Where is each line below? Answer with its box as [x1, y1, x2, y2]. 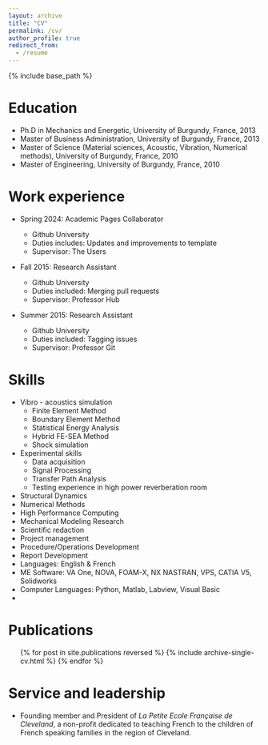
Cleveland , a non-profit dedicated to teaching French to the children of [19, 719, 254, 729]
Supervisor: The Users [31, 246, 106, 256]
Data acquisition [31, 457, 86, 466]
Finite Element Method [31, 405, 106, 415]
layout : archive [8, 11, 62, 20]
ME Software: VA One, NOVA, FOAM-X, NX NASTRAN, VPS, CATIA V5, [19, 567, 252, 577]
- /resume [15, 49, 48, 57]
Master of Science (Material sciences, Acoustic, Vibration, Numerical [19, 142, 248, 152]
